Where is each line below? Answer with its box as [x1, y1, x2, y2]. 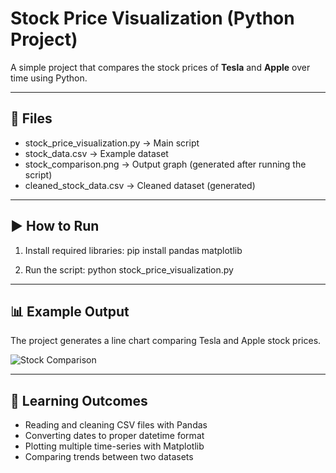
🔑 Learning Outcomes [10, 392, 148, 409]
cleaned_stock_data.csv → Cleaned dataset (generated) [24, 179, 256, 191]
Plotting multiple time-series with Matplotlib [24, 440, 205, 452]
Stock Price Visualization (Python [10, 7, 295, 30]
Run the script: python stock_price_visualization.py [24, 263, 234, 276]
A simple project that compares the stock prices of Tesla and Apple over [10, 61, 311, 73]
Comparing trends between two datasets [24, 451, 194, 463]
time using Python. [10, 72, 88, 84]
